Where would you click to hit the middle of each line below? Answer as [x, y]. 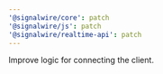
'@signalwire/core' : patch [59, 18]
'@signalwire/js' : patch [55, 26]
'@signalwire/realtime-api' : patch [75, 34]
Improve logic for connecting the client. [81, 60]
